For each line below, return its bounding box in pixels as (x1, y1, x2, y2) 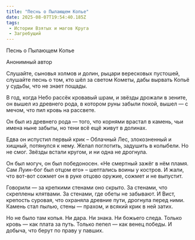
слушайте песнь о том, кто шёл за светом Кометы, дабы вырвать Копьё (6, 76, 190, 84)
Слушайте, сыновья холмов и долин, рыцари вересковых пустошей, (6, 70, 180, 77)
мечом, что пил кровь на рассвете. (6, 107, 96, 114)
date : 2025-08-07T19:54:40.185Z (6, 14, 86, 20)
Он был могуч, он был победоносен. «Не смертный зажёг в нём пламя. (6, 160, 189, 167)
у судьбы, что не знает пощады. (6, 82, 87, 89)
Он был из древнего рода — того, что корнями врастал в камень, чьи (6, 118, 183, 125)
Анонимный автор (6, 59, 52, 66)
